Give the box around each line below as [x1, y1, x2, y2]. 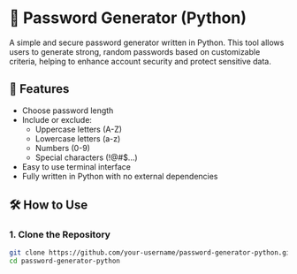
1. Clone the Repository [9, 229, 110, 241]
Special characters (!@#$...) [34, 152, 139, 163]
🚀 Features [9, 81, 70, 96]
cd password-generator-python [9, 256, 121, 266]
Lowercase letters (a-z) [34, 133, 121, 144]
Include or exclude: [21, 114, 93, 125]
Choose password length [21, 105, 114, 116]
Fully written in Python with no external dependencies [21, 171, 218, 181]
